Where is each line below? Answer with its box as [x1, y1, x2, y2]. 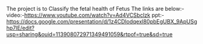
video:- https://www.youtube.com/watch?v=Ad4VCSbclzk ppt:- [6, 11, 165, 19]
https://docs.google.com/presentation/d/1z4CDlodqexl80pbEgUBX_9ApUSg [6, 18, 198, 25]
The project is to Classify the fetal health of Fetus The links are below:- [6, 5, 185, 12]
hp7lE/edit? [6, 24, 35, 31]
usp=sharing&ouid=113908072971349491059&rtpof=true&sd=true [6, 31, 173, 38]
